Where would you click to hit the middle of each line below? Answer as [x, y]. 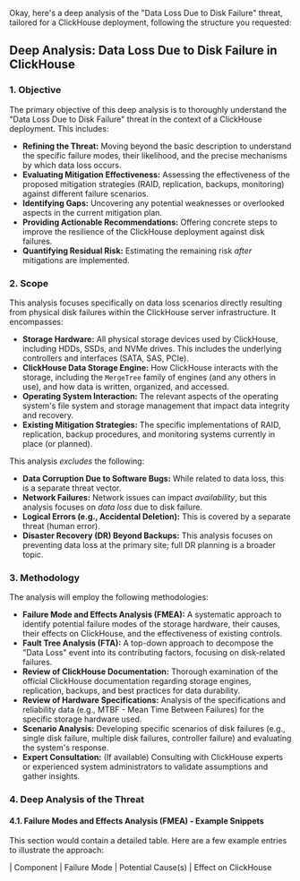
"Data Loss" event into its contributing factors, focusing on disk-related [154, 653]
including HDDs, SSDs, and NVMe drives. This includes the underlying [152, 348]
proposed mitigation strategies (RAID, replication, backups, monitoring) [153, 184]
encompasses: [37, 321]
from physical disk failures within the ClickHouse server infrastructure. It [143, 312]
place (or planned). [57, 443]
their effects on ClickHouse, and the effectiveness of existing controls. [152, 634]
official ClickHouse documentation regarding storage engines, [137, 681]
